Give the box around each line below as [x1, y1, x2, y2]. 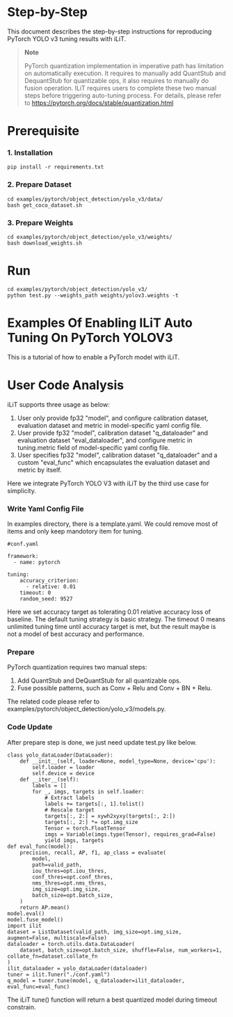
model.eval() [7, 910, 45, 917]
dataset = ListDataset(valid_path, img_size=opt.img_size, [7, 928, 182, 936]
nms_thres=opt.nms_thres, [32, 879, 108, 887]
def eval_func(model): [7, 843, 73, 850]
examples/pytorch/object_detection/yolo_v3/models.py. [7, 705, 166, 713]
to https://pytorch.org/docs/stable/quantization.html [24, 98, 174, 107]
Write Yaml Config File [7, 504, 84, 513]
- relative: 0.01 [25, 583, 77, 591]
